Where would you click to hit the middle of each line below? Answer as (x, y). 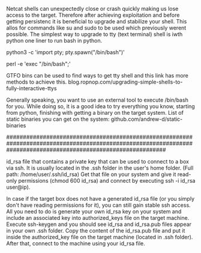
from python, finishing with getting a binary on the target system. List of (95, 113)
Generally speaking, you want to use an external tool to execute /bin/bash (97, 100)
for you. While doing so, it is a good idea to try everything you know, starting (100, 106)
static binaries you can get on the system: (58, 119)
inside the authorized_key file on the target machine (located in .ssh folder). (100, 237)
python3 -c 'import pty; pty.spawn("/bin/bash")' (65, 52)
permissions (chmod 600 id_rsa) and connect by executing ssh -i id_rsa (106, 181)
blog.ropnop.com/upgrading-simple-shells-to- (125, 82)
